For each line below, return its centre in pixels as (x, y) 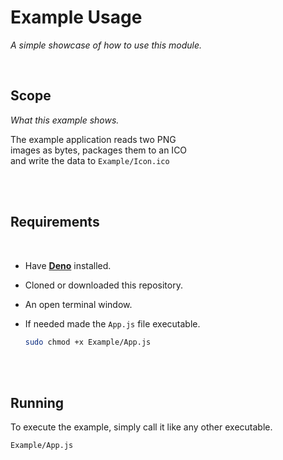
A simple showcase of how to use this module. (106, 45)
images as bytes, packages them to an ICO (99, 150)
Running (37, 402)
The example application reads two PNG (93, 139)
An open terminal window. (78, 304)
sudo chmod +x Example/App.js (88, 342)
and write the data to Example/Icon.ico (90, 160)
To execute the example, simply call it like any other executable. (141, 427)
